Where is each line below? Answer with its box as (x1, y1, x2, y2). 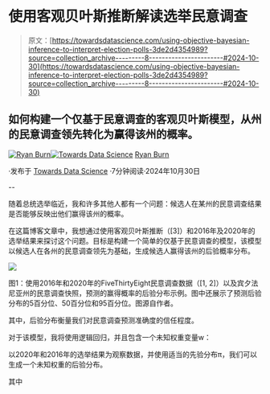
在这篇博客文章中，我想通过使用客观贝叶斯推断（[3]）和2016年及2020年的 (8, 226, 256, 236)
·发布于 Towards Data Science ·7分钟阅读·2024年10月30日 (8, 166, 201, 175)
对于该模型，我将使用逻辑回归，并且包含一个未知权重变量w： (8, 332, 211, 342)
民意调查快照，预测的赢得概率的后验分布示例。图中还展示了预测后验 (35, 288, 262, 298)
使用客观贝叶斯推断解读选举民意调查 (8, 7, 248, 26)
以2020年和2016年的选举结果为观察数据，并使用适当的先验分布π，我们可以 (8, 349, 257, 359)
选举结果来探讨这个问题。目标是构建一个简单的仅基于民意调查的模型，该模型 (8, 236, 262, 245)
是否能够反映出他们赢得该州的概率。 (8, 208, 129, 218)
